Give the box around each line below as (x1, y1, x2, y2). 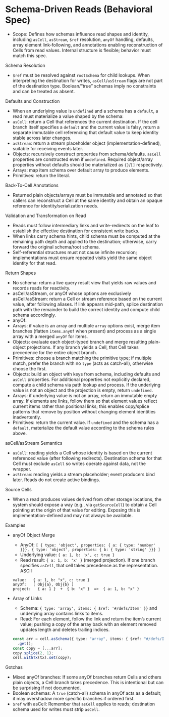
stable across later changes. (12, 135, 72, 141)
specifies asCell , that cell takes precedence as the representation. (20, 562, 158, 568)
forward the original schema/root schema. (12, 244, 100, 250)
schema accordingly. (12, 312, 57, 318)
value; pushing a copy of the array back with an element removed (20, 621, 157, 627)
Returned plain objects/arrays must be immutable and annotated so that (12, 192, 162, 198)
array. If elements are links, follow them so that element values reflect (12, 398, 157, 404)
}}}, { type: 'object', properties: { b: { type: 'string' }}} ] (20, 547, 160, 552)
